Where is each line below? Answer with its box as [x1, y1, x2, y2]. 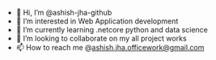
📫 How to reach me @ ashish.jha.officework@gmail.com [15, 43, 205, 52]
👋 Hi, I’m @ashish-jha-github [15, 8, 112, 17]
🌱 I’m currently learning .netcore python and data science [15, 25, 208, 34]
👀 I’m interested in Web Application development [15, 16, 179, 26]
